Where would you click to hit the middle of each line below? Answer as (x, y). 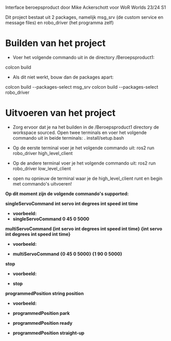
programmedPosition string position (45, 293)
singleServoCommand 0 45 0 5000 (51, 219)
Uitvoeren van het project (60, 113)
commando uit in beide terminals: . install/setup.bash (68, 138)
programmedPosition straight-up (48, 333)
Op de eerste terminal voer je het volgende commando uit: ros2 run (83, 148)
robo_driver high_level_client (43, 153)
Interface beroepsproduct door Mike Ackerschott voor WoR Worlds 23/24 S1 (86, 7)
